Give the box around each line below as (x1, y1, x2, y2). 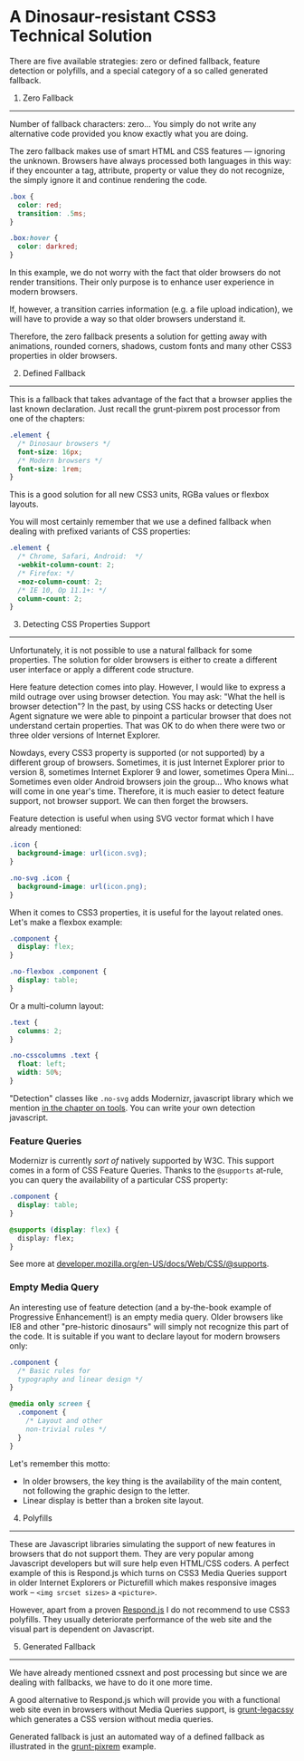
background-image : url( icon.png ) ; (17, 882, 147, 891)
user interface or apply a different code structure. (9, 664, 195, 675)
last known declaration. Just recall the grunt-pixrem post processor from (9, 403, 280, 414)
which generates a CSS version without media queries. (9, 1713, 214, 1724)
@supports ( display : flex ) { (9, 1225, 119, 1234)
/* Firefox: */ (17, 568, 75, 577)
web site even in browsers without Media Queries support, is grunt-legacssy (9, 1704, 294, 1715)
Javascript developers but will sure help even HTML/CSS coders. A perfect (9, 1557, 290, 1569)
